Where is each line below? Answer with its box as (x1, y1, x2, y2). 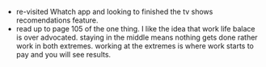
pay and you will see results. (15, 50, 112, 59)
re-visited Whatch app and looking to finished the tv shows (15, 7, 213, 16)
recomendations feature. (15, 15, 99, 25)
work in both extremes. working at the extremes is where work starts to (15, 41, 255, 51)
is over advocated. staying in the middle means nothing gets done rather (15, 32, 258, 42)
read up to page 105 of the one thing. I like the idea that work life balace (15, 24, 255, 33)
